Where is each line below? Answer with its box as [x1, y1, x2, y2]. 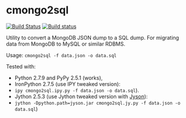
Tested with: [6, 63, 36, 70]
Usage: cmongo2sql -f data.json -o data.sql [6, 51, 117, 58]
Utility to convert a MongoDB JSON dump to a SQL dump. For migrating [6, 34, 180, 41]
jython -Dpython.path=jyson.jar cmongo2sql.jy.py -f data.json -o [14, 100, 181, 106]
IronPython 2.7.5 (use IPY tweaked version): [14, 80, 121, 88]
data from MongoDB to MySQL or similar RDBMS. [6, 40, 126, 47]
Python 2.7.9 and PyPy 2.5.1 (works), [14, 74, 103, 81]
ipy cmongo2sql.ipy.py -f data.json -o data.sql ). [14, 86, 140, 93]
